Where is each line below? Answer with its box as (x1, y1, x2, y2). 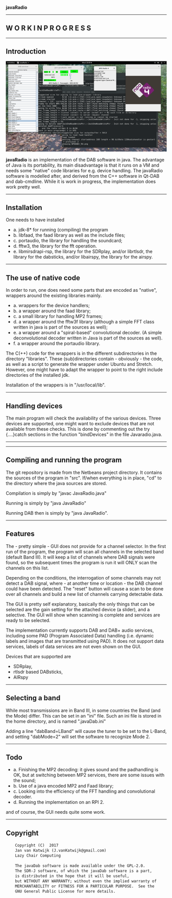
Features (6, 529, 35, 538)
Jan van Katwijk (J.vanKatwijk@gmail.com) (15, 848, 107, 853)
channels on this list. (6, 565, 49, 571)
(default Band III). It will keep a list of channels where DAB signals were (6, 554, 155, 560)
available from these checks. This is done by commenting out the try (6, 426, 150, 432)
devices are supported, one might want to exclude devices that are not (6, 421, 155, 427)
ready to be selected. (6, 617, 51, 623)
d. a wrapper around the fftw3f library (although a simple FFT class (13, 319, 155, 325)
